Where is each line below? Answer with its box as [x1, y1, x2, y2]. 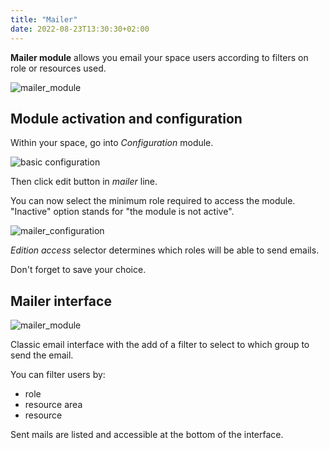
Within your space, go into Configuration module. [10, 137, 214, 149]
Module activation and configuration [10, 110, 243, 127]
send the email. [10, 349, 74, 361]
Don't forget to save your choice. [10, 264, 147, 276]
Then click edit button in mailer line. [10, 176, 158, 188]
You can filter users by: [10, 369, 106, 381]
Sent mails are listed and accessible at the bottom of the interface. [10, 429, 284, 441]
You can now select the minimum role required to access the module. [10, 195, 296, 207]
